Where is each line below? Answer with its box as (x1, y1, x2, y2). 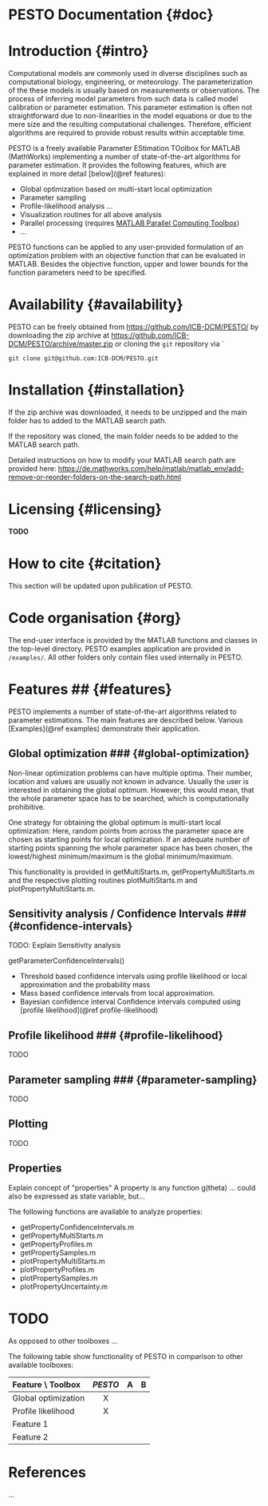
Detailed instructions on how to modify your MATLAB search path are (8, 455, 236, 465)
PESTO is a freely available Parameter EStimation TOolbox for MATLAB (8, 144, 241, 153)
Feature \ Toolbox (12, 1379, 81, 1390)
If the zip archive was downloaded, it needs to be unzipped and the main (8, 407, 247, 417)
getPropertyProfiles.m (19, 1239, 93, 1249)
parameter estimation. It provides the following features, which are (8, 161, 227, 170)
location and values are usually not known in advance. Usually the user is (8, 776, 249, 786)
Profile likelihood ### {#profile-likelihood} (8, 1028, 223, 1042)
